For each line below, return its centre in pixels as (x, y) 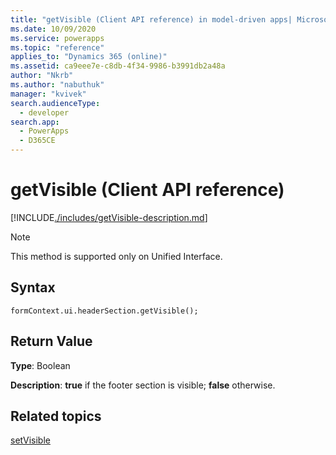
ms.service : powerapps (57, 38)
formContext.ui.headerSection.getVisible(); (104, 311)
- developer (44, 112)
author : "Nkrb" (42, 76)
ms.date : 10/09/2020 (53, 29)
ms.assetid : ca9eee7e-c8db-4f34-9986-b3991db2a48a (118, 66)
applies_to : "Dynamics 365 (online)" (89, 57)
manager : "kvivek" (48, 94)
